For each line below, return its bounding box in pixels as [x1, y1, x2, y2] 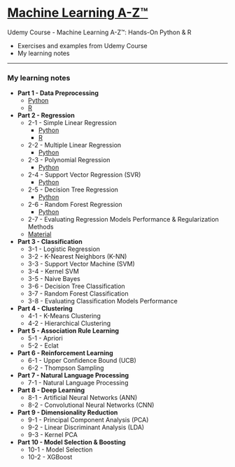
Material [27, 230, 52, 238]
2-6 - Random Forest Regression [27, 201, 122, 209]
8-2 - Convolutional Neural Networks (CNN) [27, 401, 155, 410]
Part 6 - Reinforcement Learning [17, 349, 113, 357]
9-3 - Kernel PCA [27, 431, 78, 439]
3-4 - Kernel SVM [27, 267, 79, 275]
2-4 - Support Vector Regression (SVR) [27, 171, 141, 179]
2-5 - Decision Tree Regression [27, 185, 119, 194]
